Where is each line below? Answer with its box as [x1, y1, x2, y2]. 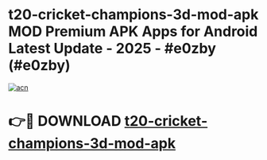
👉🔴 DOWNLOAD [8, 112, 122, 131]
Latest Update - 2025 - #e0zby [8, 40, 217, 57]
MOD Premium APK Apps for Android [8, 22, 258, 41]
